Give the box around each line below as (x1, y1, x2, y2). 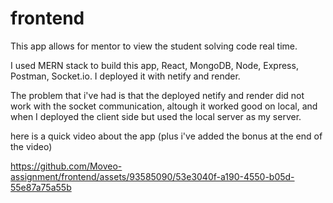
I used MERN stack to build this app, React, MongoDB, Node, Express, (10, 59, 299, 71)
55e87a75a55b (10, 181, 72, 193)
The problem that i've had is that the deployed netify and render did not (10, 89, 305, 101)
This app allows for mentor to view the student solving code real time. (10, 40, 298, 52)
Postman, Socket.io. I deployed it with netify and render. (10, 70, 241, 82)
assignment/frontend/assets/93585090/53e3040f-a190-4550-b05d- (10, 170, 295, 182)
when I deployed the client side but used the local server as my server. (10, 110, 302, 122)
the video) (10, 140, 53, 152)
